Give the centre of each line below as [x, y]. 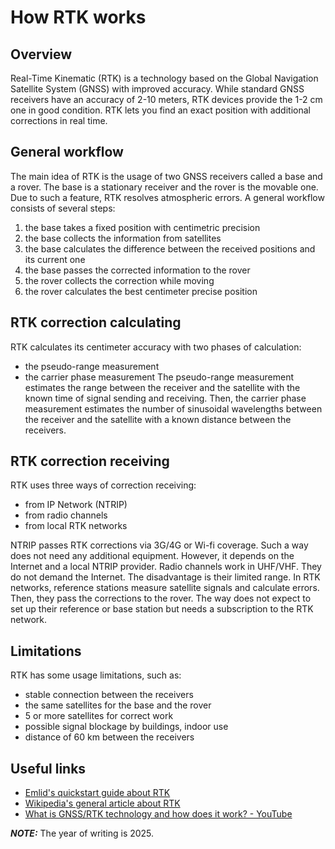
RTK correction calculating [96, 322]
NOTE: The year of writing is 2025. [82, 833]
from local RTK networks [76, 526]
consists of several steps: [63, 208]
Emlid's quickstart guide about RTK [97, 793]
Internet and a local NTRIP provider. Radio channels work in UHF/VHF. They [166, 567]
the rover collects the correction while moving [119, 280]
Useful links [48, 768]
